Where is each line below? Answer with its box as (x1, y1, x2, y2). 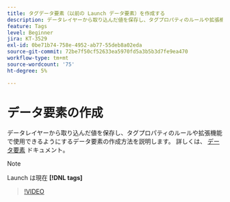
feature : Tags (7, 23, 48, 29)
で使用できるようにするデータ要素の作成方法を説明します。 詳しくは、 (7, 138, 207, 146)
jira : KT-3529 (7, 36, 48, 42)
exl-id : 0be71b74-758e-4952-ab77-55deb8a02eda (7, 42, 142, 49)
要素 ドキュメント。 (12, 146, 69, 154)
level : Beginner (7, 29, 53, 36)
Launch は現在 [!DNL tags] (7, 174, 83, 182)
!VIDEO (23, 188, 44, 196)
